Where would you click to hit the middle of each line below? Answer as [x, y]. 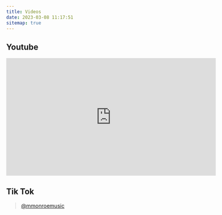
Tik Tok [20, 191]
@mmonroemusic [42, 206]
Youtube [22, 47]
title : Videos [24, 12]
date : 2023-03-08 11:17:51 [40, 17]
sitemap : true [24, 23]
